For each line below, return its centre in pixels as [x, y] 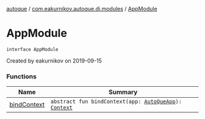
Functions [21, 76]
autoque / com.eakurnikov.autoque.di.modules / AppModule [82, 9]
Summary [123, 92]
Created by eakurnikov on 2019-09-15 [54, 61]
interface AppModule [33, 49]
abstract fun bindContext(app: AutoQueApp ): [116, 102]
